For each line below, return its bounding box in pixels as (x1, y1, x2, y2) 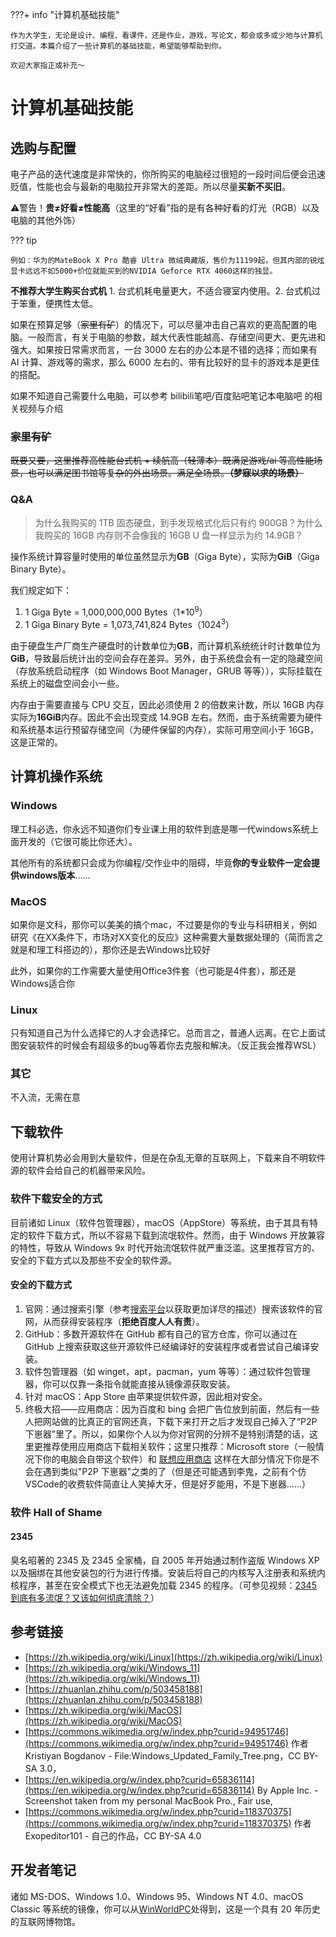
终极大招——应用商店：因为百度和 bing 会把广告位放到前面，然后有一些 (24, 1403, 320, 1415)
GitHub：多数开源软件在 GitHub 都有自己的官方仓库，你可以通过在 (24, 1328, 298, 1340)
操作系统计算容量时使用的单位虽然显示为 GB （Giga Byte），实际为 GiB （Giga (10, 550, 320, 562)
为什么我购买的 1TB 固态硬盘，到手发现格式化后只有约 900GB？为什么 (34, 516, 323, 528)
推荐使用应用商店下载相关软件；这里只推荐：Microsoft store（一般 (42, 1440, 316, 1452)
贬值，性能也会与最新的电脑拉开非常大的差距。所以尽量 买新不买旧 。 (10, 181, 291, 192)
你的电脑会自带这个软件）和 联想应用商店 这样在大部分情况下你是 (42, 1453, 311, 1465)
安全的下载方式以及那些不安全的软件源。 (10, 1254, 177, 1266)
